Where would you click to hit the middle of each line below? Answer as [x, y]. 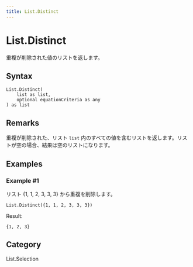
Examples [24, 164]
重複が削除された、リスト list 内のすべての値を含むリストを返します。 [92, 138]
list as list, [34, 95]
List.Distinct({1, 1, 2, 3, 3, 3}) [49, 205]
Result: [14, 216]
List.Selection [23, 259]
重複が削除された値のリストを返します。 [55, 57]
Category [24, 244]
